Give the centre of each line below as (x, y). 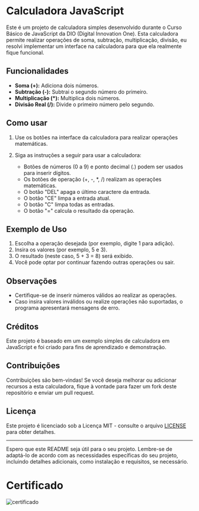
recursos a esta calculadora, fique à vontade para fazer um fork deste (92, 386)
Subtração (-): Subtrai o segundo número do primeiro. (81, 92)
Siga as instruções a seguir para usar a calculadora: (78, 155)
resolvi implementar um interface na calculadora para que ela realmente (94, 46)
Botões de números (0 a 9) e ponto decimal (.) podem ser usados (103, 167)
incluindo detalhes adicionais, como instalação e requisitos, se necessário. (97, 461)
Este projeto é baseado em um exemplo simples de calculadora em (88, 341)
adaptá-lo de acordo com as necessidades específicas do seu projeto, (92, 455)
